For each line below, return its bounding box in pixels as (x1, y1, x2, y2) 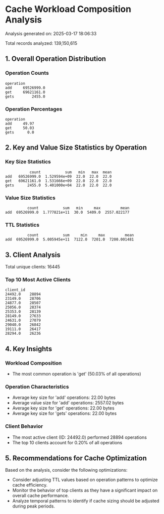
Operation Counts (5, 70, 49, 77)
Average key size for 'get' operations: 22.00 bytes (12, 405, 115, 411)
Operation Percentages (5, 106, 62, 113)
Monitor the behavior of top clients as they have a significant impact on (12, 487, 158, 494)
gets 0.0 (5, 129, 35, 135)
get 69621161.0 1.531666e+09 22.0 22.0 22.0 (5, 178, 112, 183)
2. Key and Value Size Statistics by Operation (5, 143, 147, 152)
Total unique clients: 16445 (5, 264, 60, 270)
